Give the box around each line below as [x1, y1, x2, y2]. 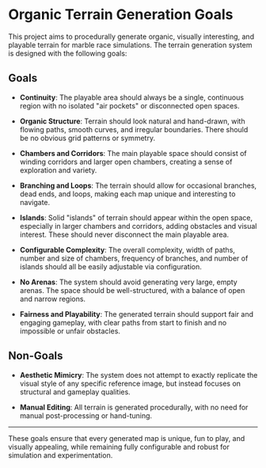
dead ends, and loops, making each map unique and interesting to [19, 188, 236, 199]
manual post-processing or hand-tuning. [19, 410, 153, 420]
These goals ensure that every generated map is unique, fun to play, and [8, 433, 245, 443]
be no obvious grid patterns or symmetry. [19, 133, 156, 143]
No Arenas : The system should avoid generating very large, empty [19, 277, 237, 287]
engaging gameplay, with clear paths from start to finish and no [19, 318, 227, 327]
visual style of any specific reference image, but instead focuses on [19, 379, 241, 388]
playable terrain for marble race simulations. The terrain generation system [8, 40, 253, 49]
